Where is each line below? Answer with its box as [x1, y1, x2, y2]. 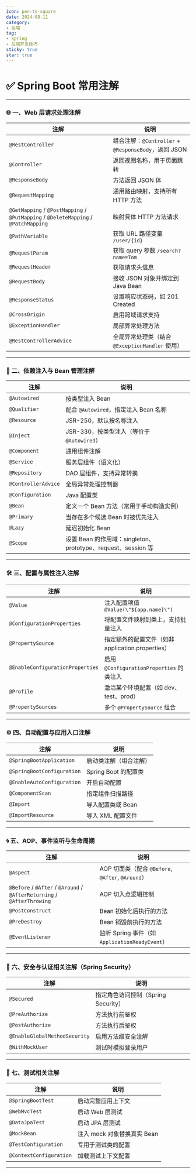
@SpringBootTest [9, 1097, 54, 1104]
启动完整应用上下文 [77, 1097, 130, 1105]
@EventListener [9, 934, 51, 940]
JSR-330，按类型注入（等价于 [65, 428, 150, 436]
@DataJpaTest [9, 1119, 45, 1125]
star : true [6, 52, 33, 58]
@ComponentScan [9, 789, 51, 797]
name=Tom [113, 254, 137, 260]
